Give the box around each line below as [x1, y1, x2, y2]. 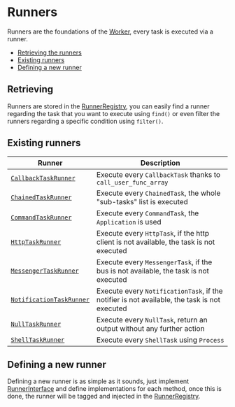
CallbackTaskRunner [10, 174, 76, 182]
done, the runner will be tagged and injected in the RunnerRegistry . [7, 392, 201, 401]
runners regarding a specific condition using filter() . [7, 117, 164, 125]
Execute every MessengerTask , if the [97, 257, 213, 266]
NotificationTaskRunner [10, 295, 90, 304]
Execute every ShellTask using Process [97, 335, 225, 345]
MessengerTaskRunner [10, 266, 79, 275]
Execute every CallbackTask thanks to [97, 169, 221, 179]
